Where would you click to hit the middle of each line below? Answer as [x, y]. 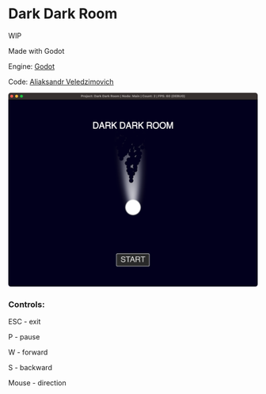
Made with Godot [36, 51]
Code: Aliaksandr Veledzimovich [61, 81]
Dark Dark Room [63, 14]
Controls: [27, 304]
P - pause [24, 337]
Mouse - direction [37, 383]
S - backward [30, 368]
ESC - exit [25, 322]
